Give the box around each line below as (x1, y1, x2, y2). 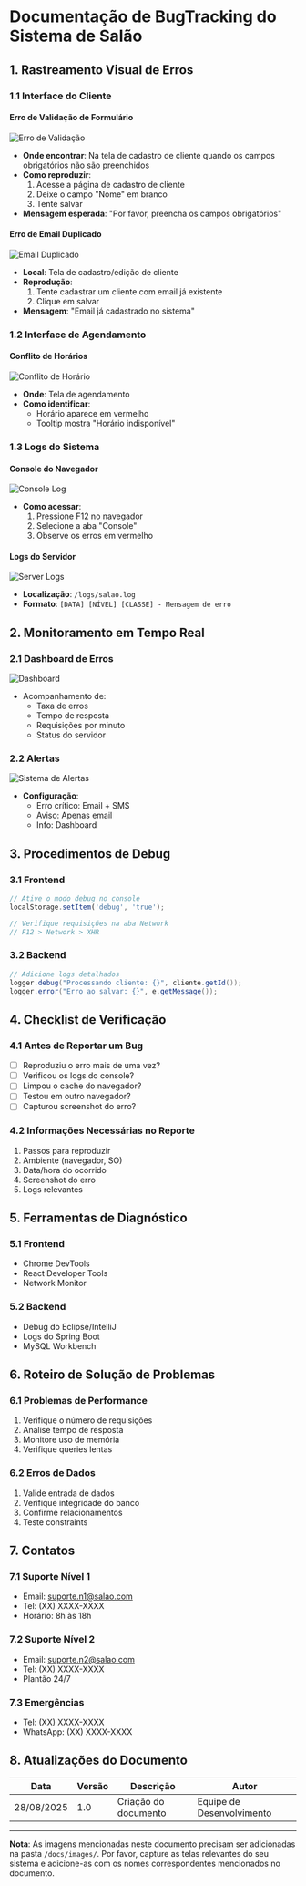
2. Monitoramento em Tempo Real (9, 624, 205, 640)
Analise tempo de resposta (22, 1425, 124, 1436)
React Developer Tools (22, 1268, 108, 1279)
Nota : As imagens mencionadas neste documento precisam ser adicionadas (9, 1839, 296, 1850)
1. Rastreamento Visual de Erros (9, 62, 194, 77)
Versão (76, 1779, 109, 1792)
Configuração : (22, 790, 79, 801)
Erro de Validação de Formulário (9, 112, 134, 123)
